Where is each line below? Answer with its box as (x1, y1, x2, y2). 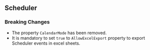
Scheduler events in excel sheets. (11, 40, 80, 46)
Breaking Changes (4, 19, 50, 25)
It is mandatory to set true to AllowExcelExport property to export (11, 35, 145, 41)
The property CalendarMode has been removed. (11, 29, 107, 36)
